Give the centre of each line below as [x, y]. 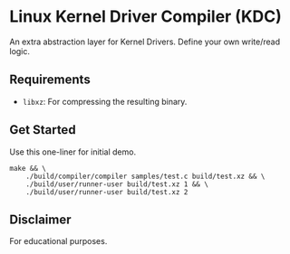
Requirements [50, 80]
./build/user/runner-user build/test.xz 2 [107, 192]
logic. [19, 51]
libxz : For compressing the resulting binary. [105, 101]
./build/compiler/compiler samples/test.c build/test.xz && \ [145, 176]
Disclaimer [40, 219]
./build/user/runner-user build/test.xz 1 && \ [117, 184]
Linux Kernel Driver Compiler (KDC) [146, 17]
